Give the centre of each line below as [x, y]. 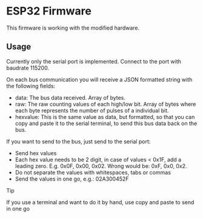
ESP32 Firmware [49, 11]
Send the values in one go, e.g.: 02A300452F [72, 179]
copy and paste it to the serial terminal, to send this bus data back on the [106, 123]
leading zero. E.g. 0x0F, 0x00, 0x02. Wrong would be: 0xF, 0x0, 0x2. [101, 166]
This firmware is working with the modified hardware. [73, 28]
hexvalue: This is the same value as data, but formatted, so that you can [105, 117]
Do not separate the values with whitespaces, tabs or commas [93, 172]
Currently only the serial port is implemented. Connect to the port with [94, 61]
